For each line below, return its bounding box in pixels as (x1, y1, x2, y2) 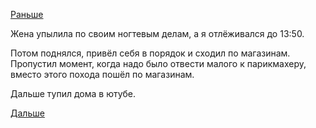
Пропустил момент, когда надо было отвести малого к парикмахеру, (10, 58, 307, 69)
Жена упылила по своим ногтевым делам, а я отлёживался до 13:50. (10, 28, 305, 39)
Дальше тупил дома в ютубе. (10, 88, 137, 99)
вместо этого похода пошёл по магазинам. (10, 69, 195, 80)
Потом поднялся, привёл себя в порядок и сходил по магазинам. (10, 47, 291, 59)
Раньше (10, 9, 44, 20)
